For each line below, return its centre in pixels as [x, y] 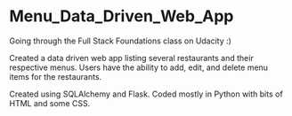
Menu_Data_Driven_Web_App [122, 16]
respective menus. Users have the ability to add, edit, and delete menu [139, 67]
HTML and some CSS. [50, 103]
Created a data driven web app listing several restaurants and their [131, 58]
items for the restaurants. [56, 76]
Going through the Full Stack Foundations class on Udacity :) [120, 41]
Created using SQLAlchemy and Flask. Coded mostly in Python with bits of [146, 94]
